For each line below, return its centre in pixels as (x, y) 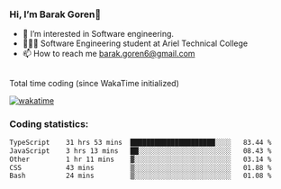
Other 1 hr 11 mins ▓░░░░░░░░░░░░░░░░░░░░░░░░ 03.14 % (140, 159)
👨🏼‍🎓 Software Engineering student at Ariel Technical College (135, 43)
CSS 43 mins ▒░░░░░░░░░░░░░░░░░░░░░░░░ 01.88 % (140, 167)
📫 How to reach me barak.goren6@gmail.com (109, 54)
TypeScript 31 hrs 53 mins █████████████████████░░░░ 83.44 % (140, 142)
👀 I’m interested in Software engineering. (98, 34)
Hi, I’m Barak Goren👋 (55, 14)
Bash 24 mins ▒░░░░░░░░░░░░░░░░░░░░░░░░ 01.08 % (140, 176)
